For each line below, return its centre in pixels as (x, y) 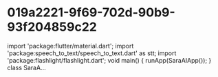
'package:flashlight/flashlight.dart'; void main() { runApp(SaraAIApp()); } (109, 60)
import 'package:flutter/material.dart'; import (70, 46)
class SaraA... (26, 67)
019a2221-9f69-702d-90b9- (91, 13)
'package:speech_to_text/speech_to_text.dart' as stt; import (92, 53)
